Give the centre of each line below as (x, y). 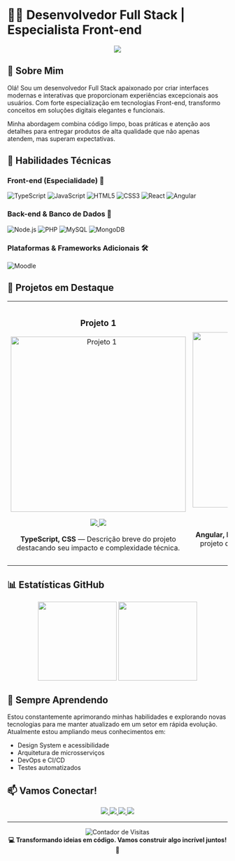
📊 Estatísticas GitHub (56, 585)
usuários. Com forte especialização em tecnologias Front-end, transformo (114, 102)
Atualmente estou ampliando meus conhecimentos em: (86, 732)
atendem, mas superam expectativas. (61, 138)
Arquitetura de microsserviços (61, 753)
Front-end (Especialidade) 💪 (56, 181)
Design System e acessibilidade (63, 745)
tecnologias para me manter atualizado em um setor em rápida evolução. (113, 724)
